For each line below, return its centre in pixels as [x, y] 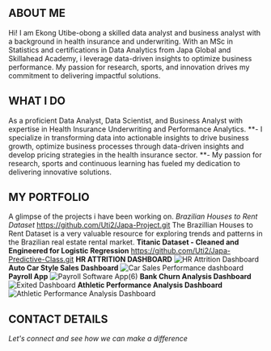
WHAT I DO [37, 101]
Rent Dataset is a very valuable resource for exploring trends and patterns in [135, 234]
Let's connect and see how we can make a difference [98, 339]
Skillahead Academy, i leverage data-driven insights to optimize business [130, 58]
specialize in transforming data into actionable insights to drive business [129, 137]
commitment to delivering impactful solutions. [85, 75]
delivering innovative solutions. [60, 172]
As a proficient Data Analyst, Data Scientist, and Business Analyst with [126, 120]
